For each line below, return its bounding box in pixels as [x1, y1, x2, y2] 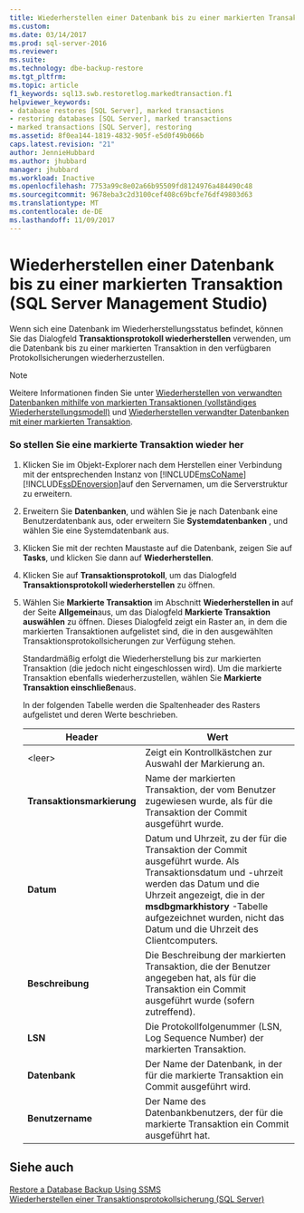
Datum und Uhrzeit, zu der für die [144, 831, 288, 844]
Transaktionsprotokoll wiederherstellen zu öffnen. [22, 579, 215, 590]
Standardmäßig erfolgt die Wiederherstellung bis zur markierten [22, 653, 261, 664]
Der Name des [144, 1094, 206, 1107]
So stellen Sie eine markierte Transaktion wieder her [9, 439, 244, 451]
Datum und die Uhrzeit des [144, 922, 260, 935]
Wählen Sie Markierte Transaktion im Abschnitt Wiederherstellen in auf [22, 597, 294, 607]
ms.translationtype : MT [9, 199, 100, 209]
